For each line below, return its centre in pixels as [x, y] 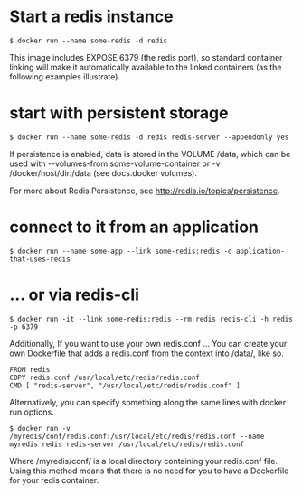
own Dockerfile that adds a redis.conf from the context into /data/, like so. [147, 353]
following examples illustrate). [65, 76]
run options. [32, 412]
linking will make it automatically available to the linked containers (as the [146, 67]
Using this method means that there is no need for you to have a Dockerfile [149, 471]
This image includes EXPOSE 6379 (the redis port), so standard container [146, 57]
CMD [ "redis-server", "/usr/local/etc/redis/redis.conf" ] [125, 386]
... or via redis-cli [75, 294]
